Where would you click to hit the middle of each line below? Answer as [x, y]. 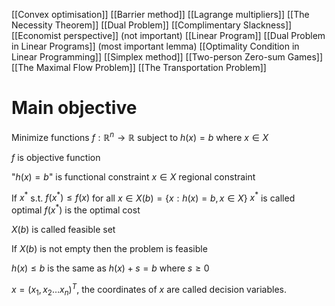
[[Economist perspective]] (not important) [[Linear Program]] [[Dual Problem [168, 35]
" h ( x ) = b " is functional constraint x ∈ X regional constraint [133, 176]
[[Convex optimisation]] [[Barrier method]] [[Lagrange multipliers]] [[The [160, 14]
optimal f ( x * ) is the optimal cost [76, 209]
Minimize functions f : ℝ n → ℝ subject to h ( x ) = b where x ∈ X [140, 136]
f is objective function [56, 157]
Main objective [74, 108]
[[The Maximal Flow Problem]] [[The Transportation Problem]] [139, 67]
